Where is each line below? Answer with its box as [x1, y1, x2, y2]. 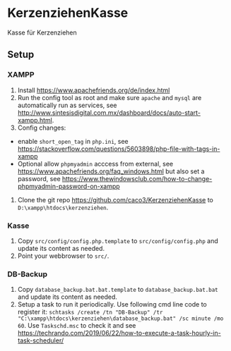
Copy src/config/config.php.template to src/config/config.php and [17, 236, 219, 245]
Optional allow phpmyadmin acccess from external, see [17, 159, 174, 168]
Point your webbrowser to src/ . [17, 252, 109, 260]
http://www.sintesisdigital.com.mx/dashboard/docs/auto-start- [17, 108, 201, 117]
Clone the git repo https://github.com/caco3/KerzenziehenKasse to [17, 195, 214, 204]
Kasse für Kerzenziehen [7, 28, 78, 37]
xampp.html [17, 116, 53, 124]
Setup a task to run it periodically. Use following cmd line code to [17, 300, 207, 309]
